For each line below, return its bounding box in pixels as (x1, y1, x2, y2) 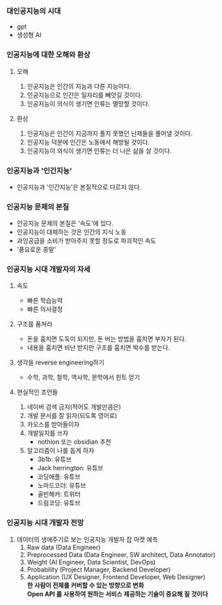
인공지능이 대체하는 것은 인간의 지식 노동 (16, 228, 127, 237)
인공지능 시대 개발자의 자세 (6, 264, 91, 274)
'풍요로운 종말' (16, 246, 56, 254)
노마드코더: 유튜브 (37, 481, 86, 490)
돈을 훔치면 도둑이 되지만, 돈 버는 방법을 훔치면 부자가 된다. (26, 335, 187, 343)
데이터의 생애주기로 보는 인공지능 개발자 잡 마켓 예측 (16, 535, 158, 544)
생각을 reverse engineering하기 (16, 358, 105, 367)
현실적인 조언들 (16, 388, 58, 396)
